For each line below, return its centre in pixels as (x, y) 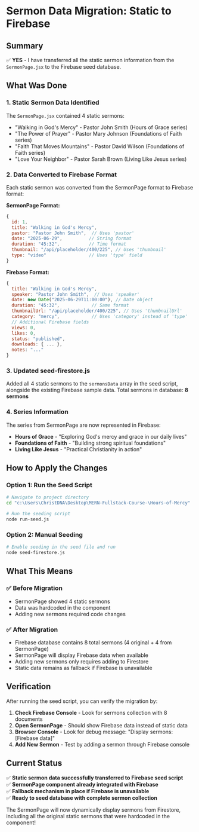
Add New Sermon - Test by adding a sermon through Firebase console (102, 744)
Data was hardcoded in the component (63, 607)
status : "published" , (38, 339)
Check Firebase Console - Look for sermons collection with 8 (91, 712)
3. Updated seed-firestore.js (48, 371)
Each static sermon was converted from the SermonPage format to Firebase (100, 187)
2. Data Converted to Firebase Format (62, 175)
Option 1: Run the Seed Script (49, 485)
